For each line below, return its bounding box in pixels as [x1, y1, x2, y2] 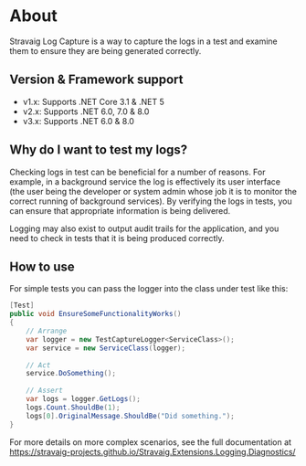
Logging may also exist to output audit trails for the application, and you [9, 223, 280, 234]
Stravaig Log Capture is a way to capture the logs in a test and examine [9, 36, 278, 47]
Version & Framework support [9, 72, 184, 88]
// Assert [26, 386, 64, 396]
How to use [9, 259, 75, 274]
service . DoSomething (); [26, 369, 117, 378]
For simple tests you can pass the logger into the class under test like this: [9, 283, 289, 294]
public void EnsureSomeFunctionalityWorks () [9, 310, 182, 319]
